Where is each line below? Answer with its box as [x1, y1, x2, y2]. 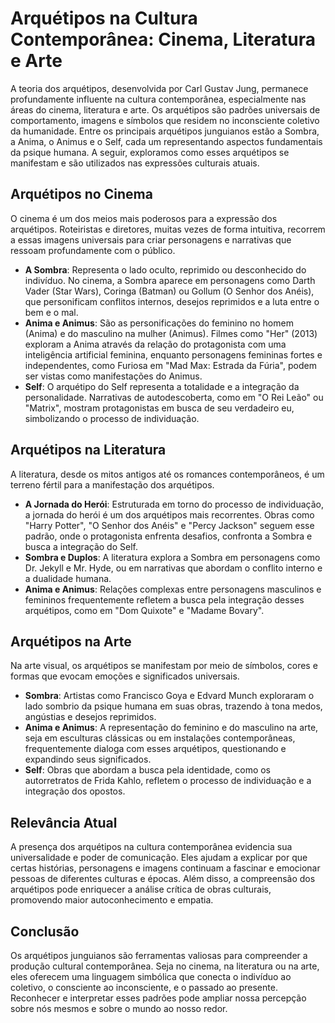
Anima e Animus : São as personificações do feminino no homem [24, 317, 294, 329]
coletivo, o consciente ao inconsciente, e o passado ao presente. [10, 982, 278, 993]
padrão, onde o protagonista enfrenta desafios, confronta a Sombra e [24, 530, 313, 542]
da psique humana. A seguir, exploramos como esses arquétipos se [10, 146, 290, 158]
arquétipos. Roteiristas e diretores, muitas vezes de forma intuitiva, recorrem [10, 223, 326, 235]
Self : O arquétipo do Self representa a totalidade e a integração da [24, 380, 300, 392]
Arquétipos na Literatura [10, 442, 167, 459]
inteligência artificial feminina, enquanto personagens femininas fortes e [24, 348, 323, 361]
